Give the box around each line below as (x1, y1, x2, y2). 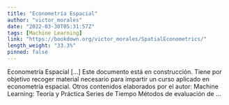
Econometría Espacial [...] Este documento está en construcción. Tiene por (7, 67, 223, 76)
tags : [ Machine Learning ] (7, 29, 82, 37)
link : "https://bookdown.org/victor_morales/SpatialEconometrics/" (7, 36, 207, 43)
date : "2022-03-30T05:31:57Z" (7, 23, 95, 30)
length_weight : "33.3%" (7, 42, 77, 49)
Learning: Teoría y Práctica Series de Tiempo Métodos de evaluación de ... (7, 89, 221, 97)
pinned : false (7, 49, 49, 56)
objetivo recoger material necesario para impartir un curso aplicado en (7, 75, 210, 83)
